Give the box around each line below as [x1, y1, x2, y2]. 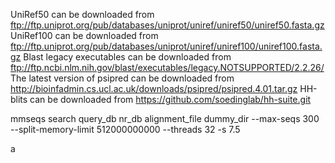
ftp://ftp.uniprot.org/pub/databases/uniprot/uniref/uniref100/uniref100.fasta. [10, 40, 323, 52]
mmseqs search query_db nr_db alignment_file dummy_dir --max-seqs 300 [10, 113, 320, 124]
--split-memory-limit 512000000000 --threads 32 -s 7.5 [10, 124, 241, 135]
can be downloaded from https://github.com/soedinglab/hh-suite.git [29, 94, 312, 105]
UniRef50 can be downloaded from [10, 9, 155, 20]
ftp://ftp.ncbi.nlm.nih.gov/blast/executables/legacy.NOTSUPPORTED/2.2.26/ [10, 62, 325, 73]
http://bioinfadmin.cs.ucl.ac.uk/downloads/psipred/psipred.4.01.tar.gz [10, 83, 298, 94]
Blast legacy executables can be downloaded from [23, 51, 232, 63]
